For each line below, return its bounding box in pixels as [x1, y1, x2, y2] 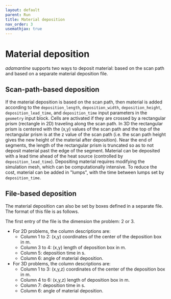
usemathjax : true [5, 26, 42, 32]
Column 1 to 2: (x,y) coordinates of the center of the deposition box [20, 233, 162, 239]
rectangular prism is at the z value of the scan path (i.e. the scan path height [5, 131, 166, 138]
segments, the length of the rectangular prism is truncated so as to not [5, 142, 154, 148]
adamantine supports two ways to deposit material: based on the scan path [5, 65, 165, 71]
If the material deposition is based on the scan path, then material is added [5, 99, 162, 105]
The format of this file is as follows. [5, 208, 79, 214]
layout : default [5, 7, 40, 13]
